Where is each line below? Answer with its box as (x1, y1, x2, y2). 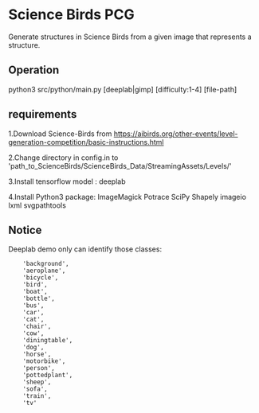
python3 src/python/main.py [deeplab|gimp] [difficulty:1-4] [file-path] (8, 84, 237, 94)
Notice (8, 223, 42, 236)
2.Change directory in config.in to (8, 153, 119, 162)
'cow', (22, 329, 45, 337)
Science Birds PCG (8, 6, 135, 24)
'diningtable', (22, 337, 73, 345)
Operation (8, 64, 60, 77)
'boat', (22, 288, 48, 296)
